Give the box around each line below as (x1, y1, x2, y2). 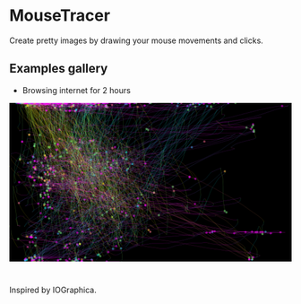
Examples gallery (9, 61, 108, 76)
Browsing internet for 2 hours (21, 84, 132, 95)
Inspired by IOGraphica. (9, 284, 97, 296)
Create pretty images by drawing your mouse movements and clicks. (9, 35, 264, 46)
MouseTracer (9, 5, 110, 26)
